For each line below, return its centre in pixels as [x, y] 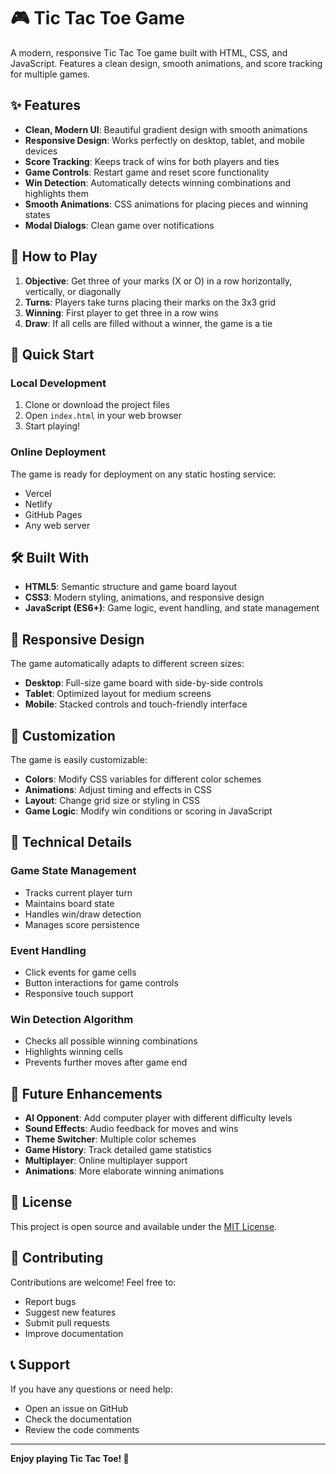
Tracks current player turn [78, 892]
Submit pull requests [67, 1322]
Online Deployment [58, 452]
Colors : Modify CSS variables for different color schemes [143, 779]
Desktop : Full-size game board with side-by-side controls [144, 683]
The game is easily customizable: [79, 759]
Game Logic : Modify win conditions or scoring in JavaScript [148, 811]
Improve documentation [74, 1333]
